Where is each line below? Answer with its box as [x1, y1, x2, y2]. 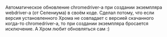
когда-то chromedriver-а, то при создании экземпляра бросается [5, 20, 149, 26]
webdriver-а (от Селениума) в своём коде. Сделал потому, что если [5, 10, 155, 16]
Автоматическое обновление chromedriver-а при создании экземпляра [5, 5, 162, 10]
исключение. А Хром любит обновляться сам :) [5, 26, 110, 32]
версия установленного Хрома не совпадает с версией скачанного [5, 15, 154, 21]
